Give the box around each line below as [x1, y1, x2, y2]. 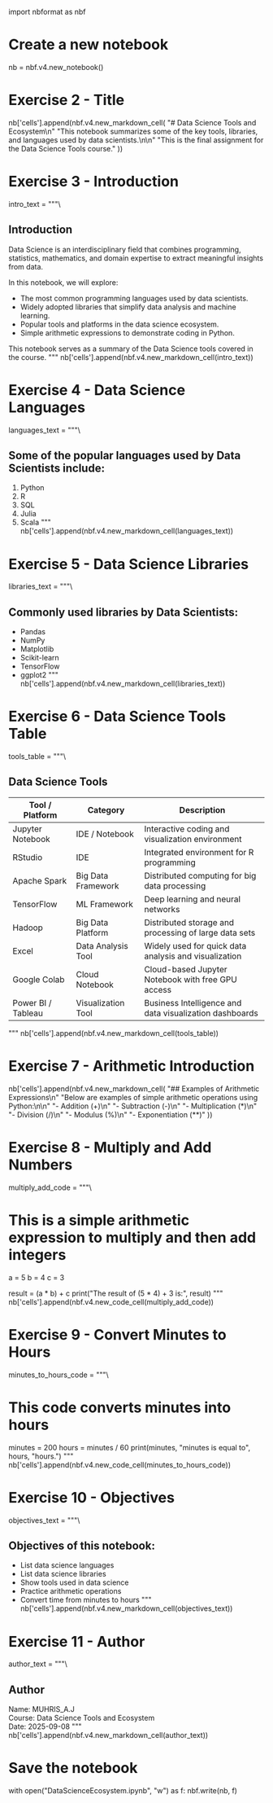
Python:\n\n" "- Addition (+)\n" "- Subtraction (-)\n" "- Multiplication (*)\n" [8, 1101, 258, 1111]
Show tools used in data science [19, 1577, 129, 1587]
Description [179, 804, 226, 815]
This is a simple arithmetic [8, 1211, 189, 1229]
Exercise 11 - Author [8, 1632, 145, 1651]
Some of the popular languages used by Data [8, 448, 241, 463]
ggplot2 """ [19, 670, 58, 680]
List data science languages [19, 1560, 115, 1570]
